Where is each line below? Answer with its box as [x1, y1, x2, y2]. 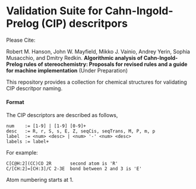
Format [6, 98, 25, 105]
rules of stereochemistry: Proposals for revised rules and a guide [23, 61, 188, 68]
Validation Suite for [6, 4, 103, 18]
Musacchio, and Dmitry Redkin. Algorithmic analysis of [6, 54, 143, 61]
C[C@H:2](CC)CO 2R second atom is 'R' [6, 160, 118, 167]
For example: [6, 149, 39, 156]
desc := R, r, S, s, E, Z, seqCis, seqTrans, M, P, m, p [6, 128, 156, 134]
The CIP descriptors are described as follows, [6, 112, 118, 119]
